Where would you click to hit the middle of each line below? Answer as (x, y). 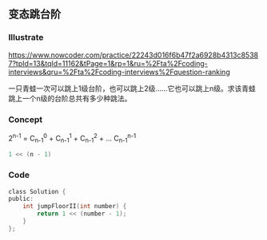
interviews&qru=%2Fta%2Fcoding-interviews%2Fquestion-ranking (119, 72)
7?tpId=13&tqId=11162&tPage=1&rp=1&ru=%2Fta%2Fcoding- (108, 63)
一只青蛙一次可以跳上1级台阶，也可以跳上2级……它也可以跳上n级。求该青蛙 (132, 88)
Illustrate (26, 37)
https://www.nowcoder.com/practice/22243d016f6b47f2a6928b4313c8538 (133, 55)
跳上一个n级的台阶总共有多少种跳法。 (70, 98)
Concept (25, 120)
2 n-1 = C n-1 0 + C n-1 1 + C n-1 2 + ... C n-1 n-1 (72, 138)
